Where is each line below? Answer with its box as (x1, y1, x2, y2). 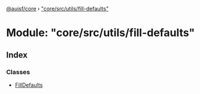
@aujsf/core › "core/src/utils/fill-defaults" (6, 5, 109, 12)
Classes (6, 68, 31, 76)
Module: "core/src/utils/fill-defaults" (6, 26, 195, 40)
